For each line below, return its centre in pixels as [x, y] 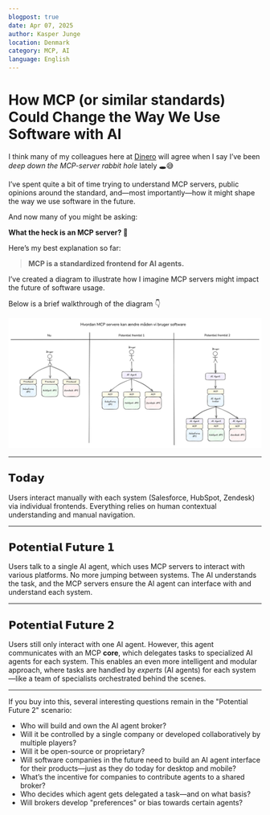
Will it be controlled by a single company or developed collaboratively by [140, 735]
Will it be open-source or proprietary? [82, 752]
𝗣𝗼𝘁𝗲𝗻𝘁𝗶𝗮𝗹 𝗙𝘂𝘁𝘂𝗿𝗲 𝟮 [61, 625]
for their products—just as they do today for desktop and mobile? [128, 768]
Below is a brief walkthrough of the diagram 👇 [84, 303]
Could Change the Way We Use [115, 117]
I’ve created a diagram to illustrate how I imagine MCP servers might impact [134, 279]
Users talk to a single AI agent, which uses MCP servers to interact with [127, 567]
